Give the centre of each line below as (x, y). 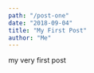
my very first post (37, 60)
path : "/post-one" (39, 15)
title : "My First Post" (48, 30)
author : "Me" (30, 38)
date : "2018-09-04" (41, 23)
